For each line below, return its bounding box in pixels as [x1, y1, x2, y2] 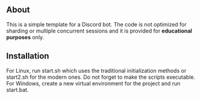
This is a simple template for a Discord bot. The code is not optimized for [6, 20, 187, 28]
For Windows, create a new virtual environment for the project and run [6, 79, 181, 87]
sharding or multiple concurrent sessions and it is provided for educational [6, 27, 193, 34]
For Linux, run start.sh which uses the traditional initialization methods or [6, 67, 187, 74]
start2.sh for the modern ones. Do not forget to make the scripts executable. [6, 73, 196, 81]
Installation [6, 51, 49, 61]
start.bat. [6, 86, 29, 93]
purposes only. [6, 33, 45, 41]
